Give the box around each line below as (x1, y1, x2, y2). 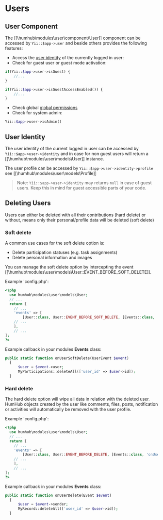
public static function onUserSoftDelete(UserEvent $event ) (5, 356, 130, 361)
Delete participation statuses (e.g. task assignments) (12, 250, 118, 255)
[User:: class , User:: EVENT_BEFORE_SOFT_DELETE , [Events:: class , (22, 315, 155, 320)
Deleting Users (5, 199, 51, 207)
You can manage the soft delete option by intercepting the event (5, 264, 133, 270)
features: (5, 46, 23, 51)
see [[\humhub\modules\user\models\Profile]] (5, 170, 97, 176)
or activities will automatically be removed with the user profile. (5, 407, 131, 412)
